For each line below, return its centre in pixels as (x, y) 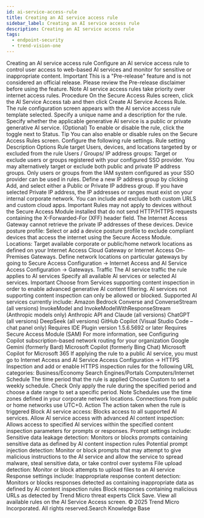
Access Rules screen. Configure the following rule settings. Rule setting (96, 140)
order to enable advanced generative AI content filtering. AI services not (97, 288)
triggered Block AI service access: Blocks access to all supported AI (92, 411)
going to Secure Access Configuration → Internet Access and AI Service (97, 263)
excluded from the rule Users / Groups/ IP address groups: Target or (92, 153)
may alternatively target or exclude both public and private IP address (93, 166)
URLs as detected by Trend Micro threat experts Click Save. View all (92, 495)
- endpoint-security (38, 40)
